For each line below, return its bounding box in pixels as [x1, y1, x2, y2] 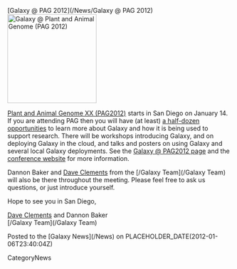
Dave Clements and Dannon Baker [7, 211, 108, 219]
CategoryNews [7, 253, 52, 262]
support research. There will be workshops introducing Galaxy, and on [7, 132, 214, 140]
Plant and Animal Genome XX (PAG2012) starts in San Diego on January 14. [7, 109, 228, 117]
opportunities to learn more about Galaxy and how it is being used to [7, 124, 209, 132]
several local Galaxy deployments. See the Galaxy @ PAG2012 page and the [7, 147, 230, 155]
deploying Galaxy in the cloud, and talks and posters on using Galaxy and [7, 139, 223, 147]
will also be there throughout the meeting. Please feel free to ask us [7, 176, 206, 184]
